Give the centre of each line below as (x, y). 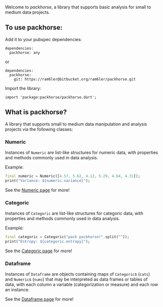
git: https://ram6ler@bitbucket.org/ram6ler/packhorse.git (75, 79)
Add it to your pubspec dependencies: (44, 39)
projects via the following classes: (39, 129)
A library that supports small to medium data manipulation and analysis (76, 124)
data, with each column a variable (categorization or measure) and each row (81, 285)
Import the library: (23, 88)
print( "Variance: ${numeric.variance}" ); (48, 180)
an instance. (18, 290)
